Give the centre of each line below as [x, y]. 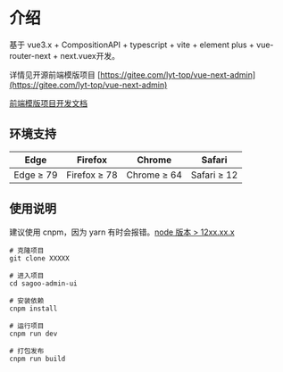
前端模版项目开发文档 [48, 103]
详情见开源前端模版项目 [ [55, 74]
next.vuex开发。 [90, 55]
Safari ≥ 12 [214, 175]
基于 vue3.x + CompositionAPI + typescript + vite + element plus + [132, 45]
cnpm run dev [33, 334]
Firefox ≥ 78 [92, 175]
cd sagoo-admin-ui [43, 283]
